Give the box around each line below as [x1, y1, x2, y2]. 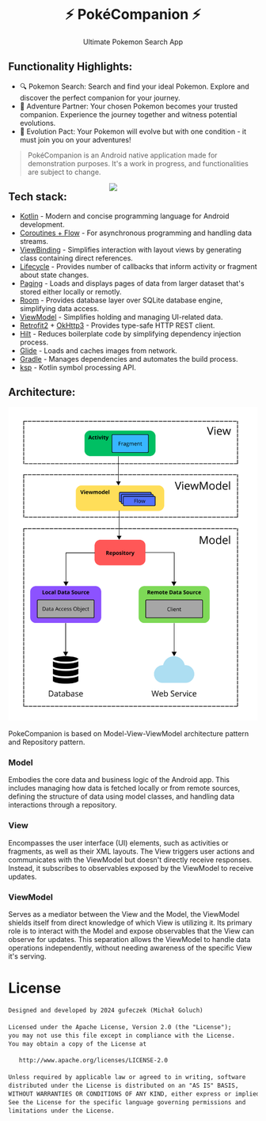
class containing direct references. [19, 253, 133, 263]
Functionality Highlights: [8, 60, 133, 74]
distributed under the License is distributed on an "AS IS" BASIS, [8, 1081, 239, 1089]
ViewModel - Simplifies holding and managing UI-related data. [19, 312, 223, 321]
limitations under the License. [8, 1107, 115, 1115]
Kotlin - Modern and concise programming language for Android [19, 211, 230, 221]
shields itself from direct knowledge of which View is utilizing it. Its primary [8, 918, 253, 928]
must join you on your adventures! [19, 135, 131, 144]
